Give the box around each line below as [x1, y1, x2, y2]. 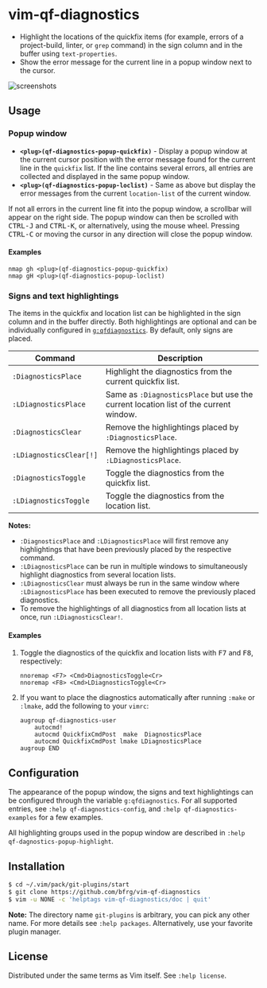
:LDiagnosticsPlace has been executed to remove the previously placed [19, 587, 256, 597]
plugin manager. [8, 927, 61, 936]
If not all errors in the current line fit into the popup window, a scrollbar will [8, 204, 252, 213]
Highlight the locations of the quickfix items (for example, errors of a [19, 32, 244, 41]
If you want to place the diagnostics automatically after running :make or [19, 693, 256, 702]
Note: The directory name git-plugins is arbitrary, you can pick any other [8, 909, 250, 920]
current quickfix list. [105, 376, 180, 387]
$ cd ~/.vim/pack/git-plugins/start [8, 881, 130, 889]
